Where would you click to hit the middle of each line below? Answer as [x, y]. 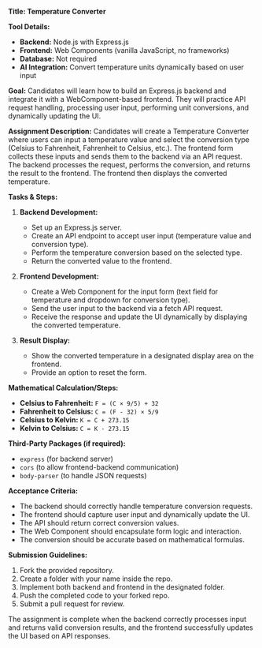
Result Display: [45, 340]
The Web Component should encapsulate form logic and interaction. [131, 531]
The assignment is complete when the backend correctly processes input [127, 619]
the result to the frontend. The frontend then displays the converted [118, 173]
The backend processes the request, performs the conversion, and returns [129, 165]
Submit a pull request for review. [72, 604]
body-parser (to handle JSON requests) [83, 476]
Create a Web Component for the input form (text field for [125, 292]
